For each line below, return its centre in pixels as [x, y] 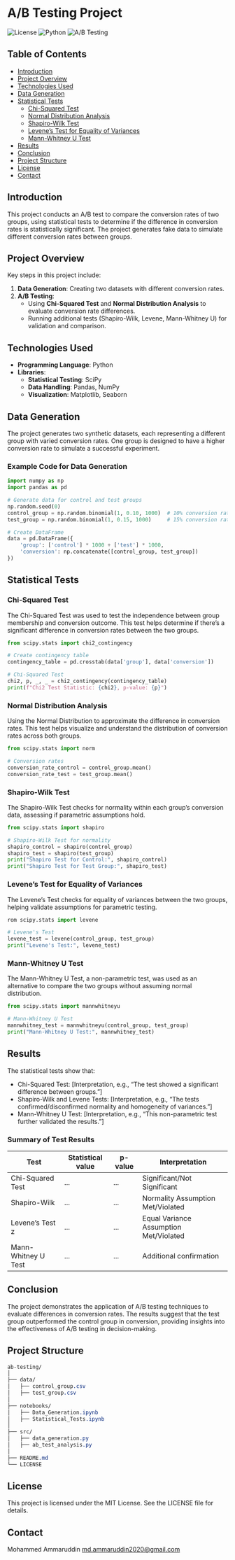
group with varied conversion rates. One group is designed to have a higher [116, 441]
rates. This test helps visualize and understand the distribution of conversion [118, 729]
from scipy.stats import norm [51, 749]
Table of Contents [47, 54]
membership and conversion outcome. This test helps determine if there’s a [116, 623]
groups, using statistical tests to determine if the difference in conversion [113, 221]
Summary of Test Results [51, 1139]
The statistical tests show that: [51, 1070]
